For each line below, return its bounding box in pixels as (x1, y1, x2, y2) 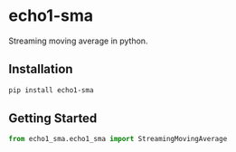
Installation (8, 62, 73, 77)
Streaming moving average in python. (8, 35, 148, 46)
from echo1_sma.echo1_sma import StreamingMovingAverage (8, 135, 228, 144)
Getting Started (8, 110, 98, 127)
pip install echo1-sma (8, 85, 94, 95)
